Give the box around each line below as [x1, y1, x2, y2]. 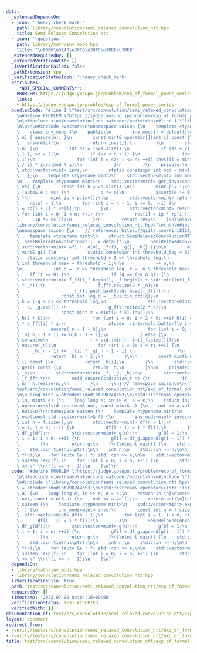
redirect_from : [6, 622, 43, 628]
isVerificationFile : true [11, 578, 75, 584]
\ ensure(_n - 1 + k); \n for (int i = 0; [16, 326, 188, 332]
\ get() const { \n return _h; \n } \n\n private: [16, 364, 191, 370]
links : [16, 96, 33, 102]
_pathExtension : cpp [11, 69, 62, 75]
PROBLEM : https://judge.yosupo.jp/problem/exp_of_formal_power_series [16, 91, 193, 97]
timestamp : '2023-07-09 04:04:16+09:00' [11, 594, 111, 601]
